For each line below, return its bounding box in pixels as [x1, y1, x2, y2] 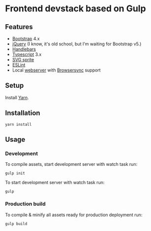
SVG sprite [12, 57, 34, 62]
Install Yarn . [5, 94, 29, 100]
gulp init [5, 171, 26, 176]
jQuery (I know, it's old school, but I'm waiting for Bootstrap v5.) [12, 41, 142, 47]
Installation [5, 109, 40, 117]
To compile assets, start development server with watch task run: [5, 161, 138, 167]
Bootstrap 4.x [12, 36, 40, 41]
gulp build [5, 221, 28, 226]
